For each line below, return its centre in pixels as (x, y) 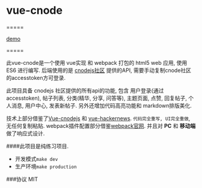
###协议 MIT (22, 179)
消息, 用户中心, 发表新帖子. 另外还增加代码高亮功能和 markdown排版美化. (102, 105)
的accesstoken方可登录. (36, 77)
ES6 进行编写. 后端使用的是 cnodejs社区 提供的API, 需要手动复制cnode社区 (99, 70)
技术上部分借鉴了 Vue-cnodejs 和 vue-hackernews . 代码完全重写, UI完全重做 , (98, 118)
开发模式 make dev (36, 159)
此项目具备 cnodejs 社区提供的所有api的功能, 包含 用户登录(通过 (85, 90)
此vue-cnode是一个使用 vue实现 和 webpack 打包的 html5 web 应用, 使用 (97, 62)
